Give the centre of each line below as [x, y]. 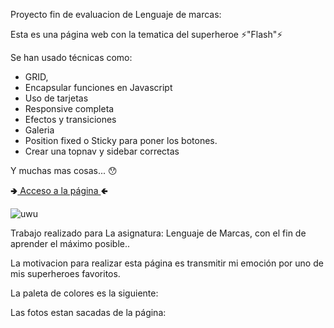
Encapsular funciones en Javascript [98, 87]
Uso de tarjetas [56, 98]
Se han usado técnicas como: [71, 57]
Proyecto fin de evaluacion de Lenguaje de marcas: [116, 14]
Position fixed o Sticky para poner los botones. [121, 140]
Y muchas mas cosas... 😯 [64, 170]
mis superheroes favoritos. [65, 273]
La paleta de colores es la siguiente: [84, 293]
